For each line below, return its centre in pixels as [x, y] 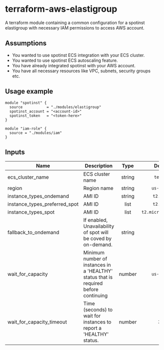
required [93, 283]
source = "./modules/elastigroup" [55, 107]
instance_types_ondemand [38, 196]
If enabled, [95, 220]
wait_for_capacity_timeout [37, 322]
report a [92, 328]
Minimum [94, 253]
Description [99, 166]
